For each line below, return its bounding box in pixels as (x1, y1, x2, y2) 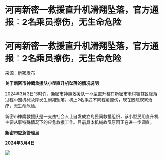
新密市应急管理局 (5, 130, 39, 136)
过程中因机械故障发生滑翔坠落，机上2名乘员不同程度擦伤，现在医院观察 (5, 97, 148, 103)
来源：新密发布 (5, 70, 35, 76)
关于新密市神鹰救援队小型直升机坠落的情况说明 (5, 80, 99, 86)
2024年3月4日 (5, 140, 35, 146)
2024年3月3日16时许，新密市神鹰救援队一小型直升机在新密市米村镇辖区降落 (5, 91, 158, 97)
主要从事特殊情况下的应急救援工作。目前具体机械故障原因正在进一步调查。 (5, 120, 154, 125)
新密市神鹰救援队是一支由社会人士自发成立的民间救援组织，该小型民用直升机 (5, 113, 159, 120)
